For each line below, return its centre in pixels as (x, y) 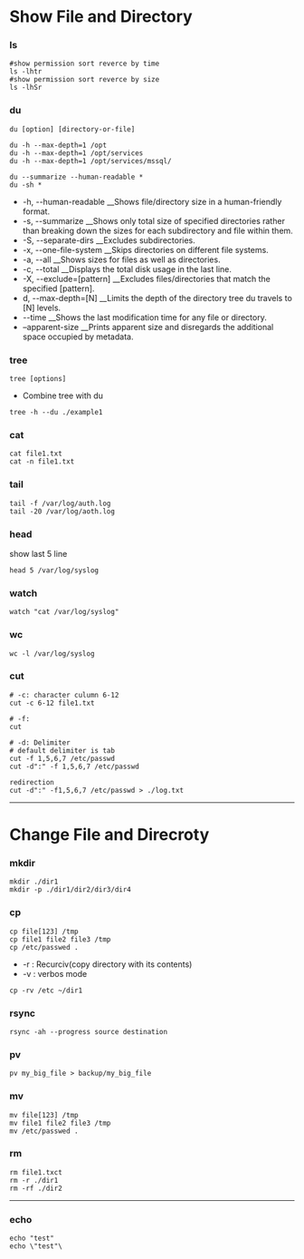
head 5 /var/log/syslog (54, 570)
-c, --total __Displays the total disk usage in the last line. (127, 268)
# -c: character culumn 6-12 (64, 695)
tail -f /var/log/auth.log (60, 503)
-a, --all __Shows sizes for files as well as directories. (121, 259)
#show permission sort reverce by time (85, 64)
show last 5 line (38, 553)
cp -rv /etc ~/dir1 (46, 991)
